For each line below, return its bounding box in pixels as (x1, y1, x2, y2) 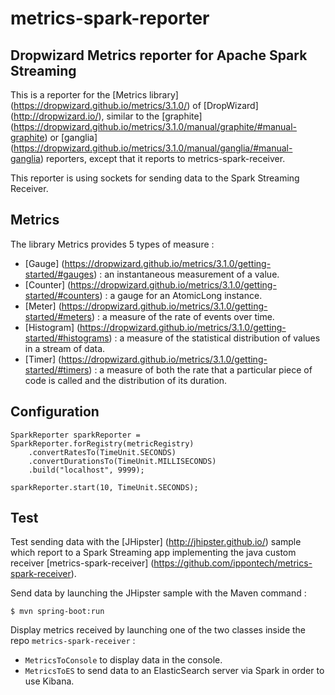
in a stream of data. (24, 342, 106, 354)
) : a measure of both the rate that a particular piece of (88, 363, 313, 376)
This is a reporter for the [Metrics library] (10, 89, 179, 101)
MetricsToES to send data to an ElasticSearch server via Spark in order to (24, 665, 325, 677)
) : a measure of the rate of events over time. (91, 310, 275, 322)
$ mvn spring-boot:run (10, 607, 105, 617)
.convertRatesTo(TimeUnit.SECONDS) (28, 447, 177, 457)
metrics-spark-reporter (10, 7, 210, 30)
